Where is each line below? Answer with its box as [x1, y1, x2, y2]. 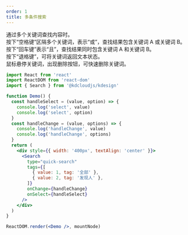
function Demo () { [6, 93, 51, 100]
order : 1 [6, 8, 28, 15]
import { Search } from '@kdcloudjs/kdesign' [6, 83, 119, 88]
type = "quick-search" [27, 159, 77, 165]
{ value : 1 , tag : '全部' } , [32, 169, 99, 176]
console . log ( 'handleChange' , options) [16, 131, 111, 138]
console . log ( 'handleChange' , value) [16, 126, 107, 132]
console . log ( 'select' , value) [16, 104, 91, 110]
